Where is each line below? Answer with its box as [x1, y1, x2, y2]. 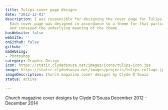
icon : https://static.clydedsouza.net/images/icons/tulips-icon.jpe [5, 63, 151, 68]
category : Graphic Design [5, 58, 59, 63]
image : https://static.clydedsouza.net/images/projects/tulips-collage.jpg [5, 68, 166, 73]
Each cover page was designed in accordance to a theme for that [9, 21, 149, 26]
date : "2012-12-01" [5, 12, 46, 17]
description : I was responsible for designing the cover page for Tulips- [5, 16, 164, 21]
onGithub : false [5, 40, 39, 45]
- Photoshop [5, 53, 30, 59]
